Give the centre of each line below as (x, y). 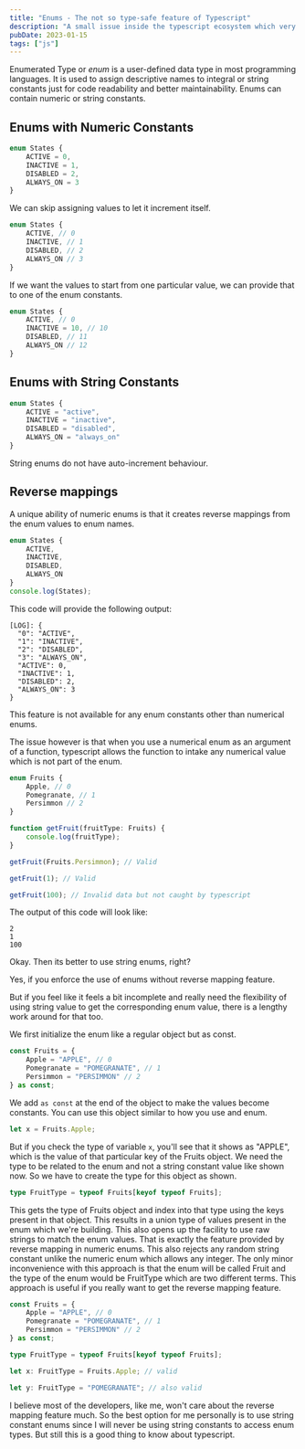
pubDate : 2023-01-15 (49, 35)
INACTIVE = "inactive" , (71, 420)
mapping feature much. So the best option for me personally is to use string (152, 1415)
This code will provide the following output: (90, 608)
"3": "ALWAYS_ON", (53, 657)
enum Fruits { (37, 777)
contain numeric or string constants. (78, 99)
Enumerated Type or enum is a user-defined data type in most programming (153, 69)
